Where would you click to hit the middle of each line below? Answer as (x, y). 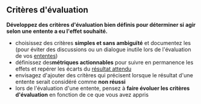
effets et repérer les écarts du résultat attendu (73, 69)
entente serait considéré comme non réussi (70, 81)
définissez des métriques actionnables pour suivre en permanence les (104, 62)
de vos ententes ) (36, 56)
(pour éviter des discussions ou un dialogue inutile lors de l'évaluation (103, 49)
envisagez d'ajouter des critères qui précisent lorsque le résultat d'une (104, 75)
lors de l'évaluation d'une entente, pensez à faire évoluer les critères (102, 88)
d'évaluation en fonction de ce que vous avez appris (82, 94)
